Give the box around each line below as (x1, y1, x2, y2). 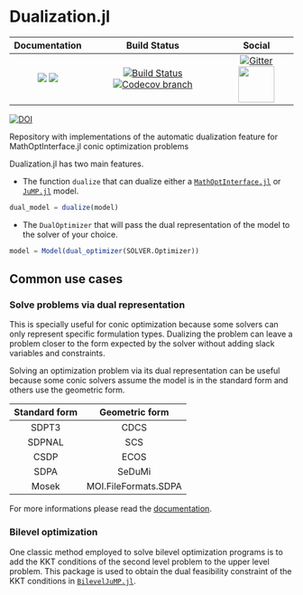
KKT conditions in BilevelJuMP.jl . (9, 575, 137, 586)
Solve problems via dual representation (9, 298, 186, 311)
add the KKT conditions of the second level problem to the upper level (9, 556, 271, 567)
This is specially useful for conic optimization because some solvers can (9, 319, 280, 330)
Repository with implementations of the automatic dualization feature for (9, 131, 278, 142)
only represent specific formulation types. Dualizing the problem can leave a (9, 328, 293, 340)
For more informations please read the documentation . (9, 504, 212, 515)
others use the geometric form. (9, 384, 125, 395)
